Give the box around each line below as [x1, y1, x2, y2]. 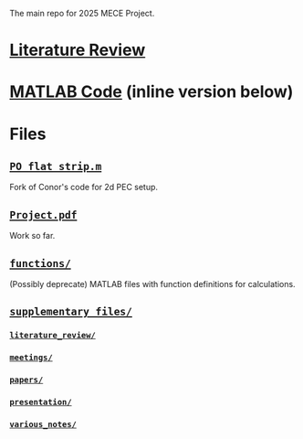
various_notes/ [9, 420, 78, 429]
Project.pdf [9, 208, 78, 221]
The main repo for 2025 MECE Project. [9, 8, 155, 18]
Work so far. [9, 230, 56, 241]
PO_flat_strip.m [9, 159, 102, 173]
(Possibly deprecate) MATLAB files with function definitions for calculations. [9, 279, 296, 289]
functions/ [9, 256, 71, 270]
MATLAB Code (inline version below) [9, 81, 294, 102]
